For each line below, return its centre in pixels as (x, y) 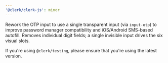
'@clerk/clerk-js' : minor (32, 10)
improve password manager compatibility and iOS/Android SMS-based (79, 30)
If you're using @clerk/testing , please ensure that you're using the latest (81, 50)
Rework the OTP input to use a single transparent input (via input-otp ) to (81, 24)
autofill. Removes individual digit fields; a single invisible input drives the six (84, 35)
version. (14, 56)
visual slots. (18, 41)
